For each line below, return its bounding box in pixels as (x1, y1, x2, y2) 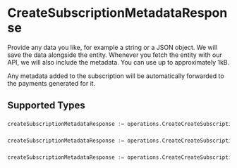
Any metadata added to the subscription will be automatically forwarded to (7, 72, 224, 80)
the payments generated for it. (7, 79, 96, 87)
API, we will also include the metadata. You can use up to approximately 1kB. (7, 58, 230, 66)
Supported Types (7, 100, 86, 112)
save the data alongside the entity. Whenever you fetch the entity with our (7, 51, 222, 59)
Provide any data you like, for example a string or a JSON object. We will (7, 43, 217, 51)
